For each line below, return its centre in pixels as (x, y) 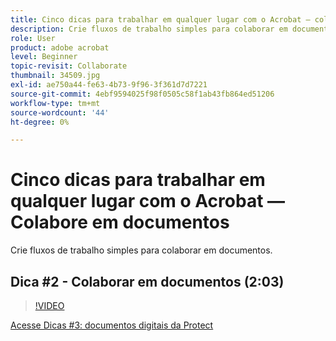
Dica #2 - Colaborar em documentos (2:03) (147, 281)
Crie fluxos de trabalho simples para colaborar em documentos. (141, 250)
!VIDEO (49, 305)
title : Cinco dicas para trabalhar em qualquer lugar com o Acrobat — (160, 19)
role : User (33, 38)
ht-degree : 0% (40, 122)
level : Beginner (44, 57)
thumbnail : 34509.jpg (55, 76)
